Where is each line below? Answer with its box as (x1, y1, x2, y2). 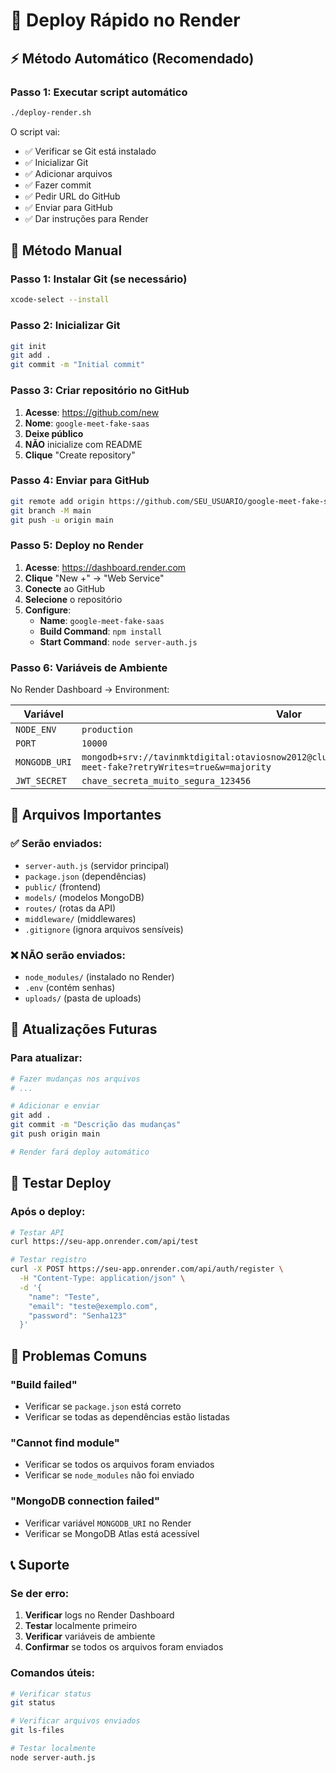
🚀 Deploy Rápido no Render (10, 9, 241, 32)
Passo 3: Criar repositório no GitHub (10, 384, 190, 398)
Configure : (24, 604, 72, 616)
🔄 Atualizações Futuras (10, 1021, 158, 1038)
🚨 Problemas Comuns (10, 1347, 148, 1364)
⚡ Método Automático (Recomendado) (10, 50, 255, 67)
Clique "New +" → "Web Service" (24, 572, 165, 584)
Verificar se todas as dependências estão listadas (24, 1410, 230, 1423)
